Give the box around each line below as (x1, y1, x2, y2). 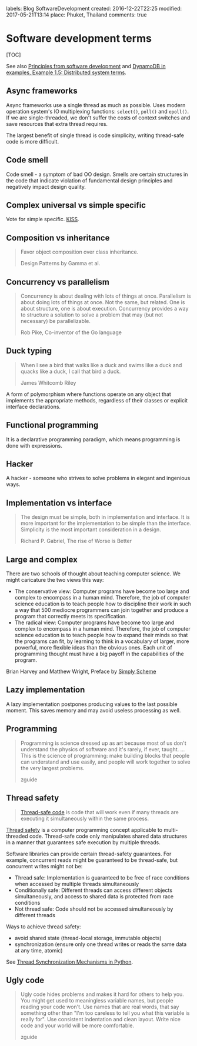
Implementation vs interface (6, 498, 112, 508)
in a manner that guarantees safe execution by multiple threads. (6, 838, 161, 846)
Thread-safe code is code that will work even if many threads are (20, 808, 179, 815)
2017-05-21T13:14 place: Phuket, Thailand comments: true (6, 11, 147, 18)
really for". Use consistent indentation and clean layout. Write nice (20, 1016, 181, 1023)
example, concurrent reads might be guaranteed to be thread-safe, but (6, 856, 178, 864)
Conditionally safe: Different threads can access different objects (14, 887, 172, 894)
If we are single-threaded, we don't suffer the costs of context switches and (6, 114, 191, 121)
